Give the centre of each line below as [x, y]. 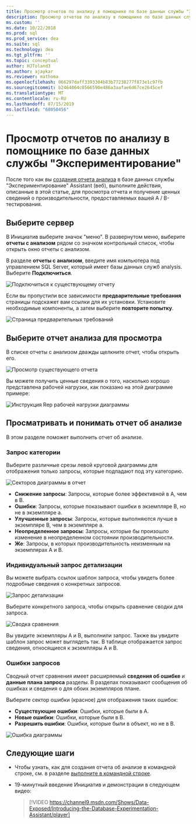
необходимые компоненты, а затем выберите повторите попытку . [90, 308]
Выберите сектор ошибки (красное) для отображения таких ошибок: [92, 699]
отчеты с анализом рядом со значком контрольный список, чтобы [90, 243]
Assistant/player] [49, 815]
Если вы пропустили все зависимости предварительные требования [94, 296]
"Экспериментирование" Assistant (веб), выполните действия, [84, 186]
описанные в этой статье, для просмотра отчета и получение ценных [93, 192]
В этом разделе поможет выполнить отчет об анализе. [75, 437]
